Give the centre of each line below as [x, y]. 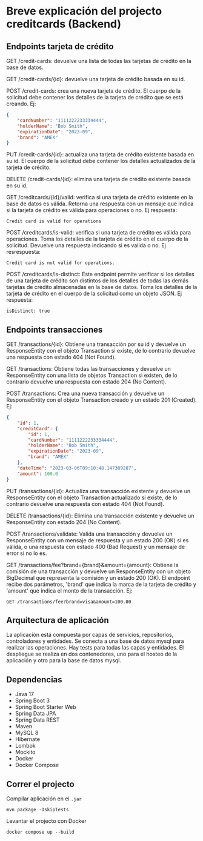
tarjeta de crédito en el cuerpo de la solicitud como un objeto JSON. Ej [94, 294]
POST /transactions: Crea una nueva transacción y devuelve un [85, 394]
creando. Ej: [21, 104]
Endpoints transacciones [55, 329]
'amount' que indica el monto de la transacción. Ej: [69, 590]
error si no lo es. [27, 553]
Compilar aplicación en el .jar [44, 799]
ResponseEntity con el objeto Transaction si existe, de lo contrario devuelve [101, 351]
